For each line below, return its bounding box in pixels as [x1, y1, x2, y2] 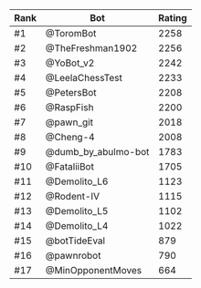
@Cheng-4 [45, 131, 95, 143]
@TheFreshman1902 [45, 42, 138, 54]
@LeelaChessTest [45, 72, 123, 84]
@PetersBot [45, 87, 98, 98]
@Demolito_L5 [45, 205, 109, 217]
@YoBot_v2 [45, 57, 95, 69]
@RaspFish [45, 101, 94, 113]
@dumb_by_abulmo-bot [45, 146, 150, 158]
